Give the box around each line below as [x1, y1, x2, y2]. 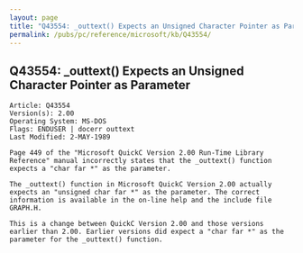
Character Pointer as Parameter [9, 77, 191, 93]
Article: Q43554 [9, 101, 70, 111]
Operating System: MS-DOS [9, 117, 106, 126]
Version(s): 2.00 [9, 109, 75, 118]
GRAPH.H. [9, 203, 42, 212]
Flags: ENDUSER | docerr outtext [9, 125, 135, 134]
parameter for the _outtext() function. [9, 235, 164, 244]
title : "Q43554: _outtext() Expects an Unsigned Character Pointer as [9, 22, 280, 31]
